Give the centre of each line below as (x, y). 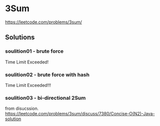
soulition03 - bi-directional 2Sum (46, 98)
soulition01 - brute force (34, 51)
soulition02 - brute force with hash (47, 75)
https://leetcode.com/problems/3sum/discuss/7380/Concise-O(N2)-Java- (80, 114)
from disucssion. (22, 108)
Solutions (20, 37)
